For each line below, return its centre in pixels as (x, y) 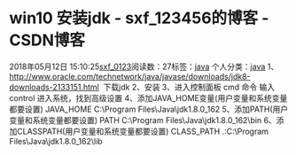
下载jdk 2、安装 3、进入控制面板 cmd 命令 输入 (189, 87)
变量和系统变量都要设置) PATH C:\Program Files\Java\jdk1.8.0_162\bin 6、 (143, 120)
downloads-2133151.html (54, 87)
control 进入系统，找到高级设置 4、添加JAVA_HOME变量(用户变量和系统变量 (148, 97)
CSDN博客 (47, 40)
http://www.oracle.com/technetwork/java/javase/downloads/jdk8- (130, 76)
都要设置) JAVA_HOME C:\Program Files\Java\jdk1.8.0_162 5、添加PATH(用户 (149, 109)
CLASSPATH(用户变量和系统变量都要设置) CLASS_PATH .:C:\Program (142, 131)
